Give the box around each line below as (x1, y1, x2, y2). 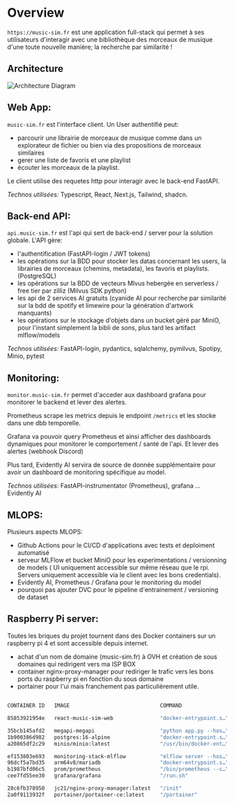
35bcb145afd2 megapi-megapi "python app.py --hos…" (7, 727, 229, 734)
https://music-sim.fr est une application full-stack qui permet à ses (7, 28, 205, 36)
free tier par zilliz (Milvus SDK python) (17, 287, 127, 295)
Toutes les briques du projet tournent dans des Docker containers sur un (7, 632, 216, 640)
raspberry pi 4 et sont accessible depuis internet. (7, 639, 149, 647)
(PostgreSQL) (17, 272, 57, 280)
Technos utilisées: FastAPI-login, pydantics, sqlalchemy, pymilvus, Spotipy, (7, 345, 223, 353)
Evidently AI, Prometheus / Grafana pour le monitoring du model (17, 578, 201, 586)
